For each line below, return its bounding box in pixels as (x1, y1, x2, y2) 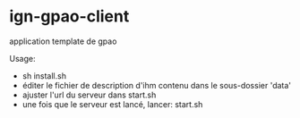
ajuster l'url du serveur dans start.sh (21, 89, 157, 100)
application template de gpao (9, 36, 117, 46)
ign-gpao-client (9, 6, 130, 27)
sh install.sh (21, 70, 67, 81)
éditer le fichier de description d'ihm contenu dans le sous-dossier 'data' (21, 80, 292, 90)
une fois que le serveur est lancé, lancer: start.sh (21, 98, 203, 109)
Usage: (9, 53, 36, 63)
